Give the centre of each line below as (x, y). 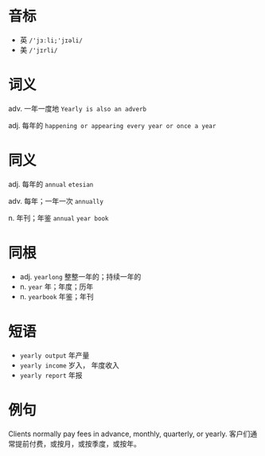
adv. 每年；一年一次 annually (56, 201)
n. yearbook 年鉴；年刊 (57, 296)
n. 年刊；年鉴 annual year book (58, 218)
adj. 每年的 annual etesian (51, 184)
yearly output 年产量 (55, 355)
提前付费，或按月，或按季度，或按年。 (78, 443)
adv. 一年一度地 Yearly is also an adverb (78, 108)
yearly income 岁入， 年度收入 (69, 365)
